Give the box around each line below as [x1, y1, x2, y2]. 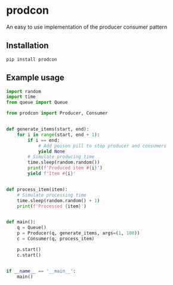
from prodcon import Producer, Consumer [6, 110, 109, 116]
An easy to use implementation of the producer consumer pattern [6, 23, 168, 30]
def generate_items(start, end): [6, 126, 89, 132]
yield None [38, 148, 66, 154]
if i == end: [27, 137, 60, 143]
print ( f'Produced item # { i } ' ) [27, 165, 103, 171]
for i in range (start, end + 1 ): [17, 132, 100, 138]
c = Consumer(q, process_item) [17, 236, 95, 242]
